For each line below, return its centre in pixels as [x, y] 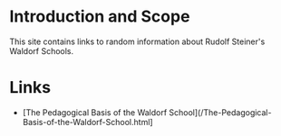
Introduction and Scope [100, 17]
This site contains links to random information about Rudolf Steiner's [137, 41]
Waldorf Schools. [42, 50]
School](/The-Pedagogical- [220, 112]
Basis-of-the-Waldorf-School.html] [87, 122]
